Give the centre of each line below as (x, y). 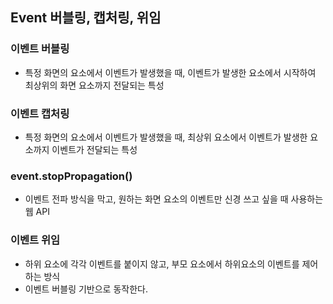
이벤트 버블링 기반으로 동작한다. (86, 289)
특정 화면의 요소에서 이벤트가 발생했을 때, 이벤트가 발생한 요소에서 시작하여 (170, 72)
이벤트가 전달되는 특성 (94, 149)
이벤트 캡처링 (40, 113)
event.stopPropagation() (71, 176)
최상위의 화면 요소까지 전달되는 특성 (94, 85)
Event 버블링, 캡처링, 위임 (86, 18)
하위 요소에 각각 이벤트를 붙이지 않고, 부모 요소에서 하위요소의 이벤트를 (162, 264)
